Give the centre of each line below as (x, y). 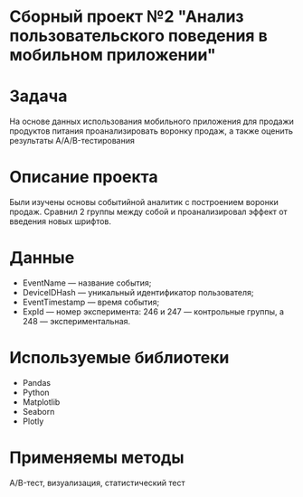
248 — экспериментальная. (76, 321)
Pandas (37, 382)
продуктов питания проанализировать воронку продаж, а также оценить (151, 131)
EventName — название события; (87, 283)
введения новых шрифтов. (60, 221)
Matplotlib (41, 402)
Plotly (33, 421)
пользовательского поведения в (139, 36)
